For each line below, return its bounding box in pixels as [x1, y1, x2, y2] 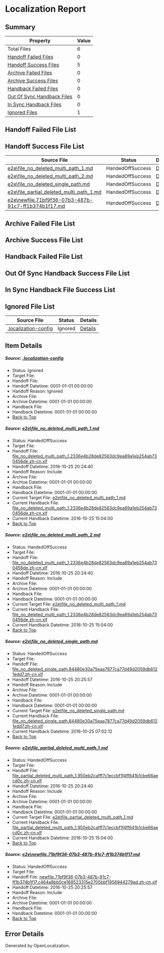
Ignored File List [5, 302, 55, 311]
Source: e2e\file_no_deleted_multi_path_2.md [5, 532, 101, 538]
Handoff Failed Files [7, 54, 54, 60]
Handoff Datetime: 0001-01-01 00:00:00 [12, 383, 93, 389]
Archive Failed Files [7, 69, 52, 76]
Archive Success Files [7, 77, 59, 84]
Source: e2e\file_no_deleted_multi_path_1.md [5, 425, 100, 431]
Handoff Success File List [5, 142, 84, 150]
